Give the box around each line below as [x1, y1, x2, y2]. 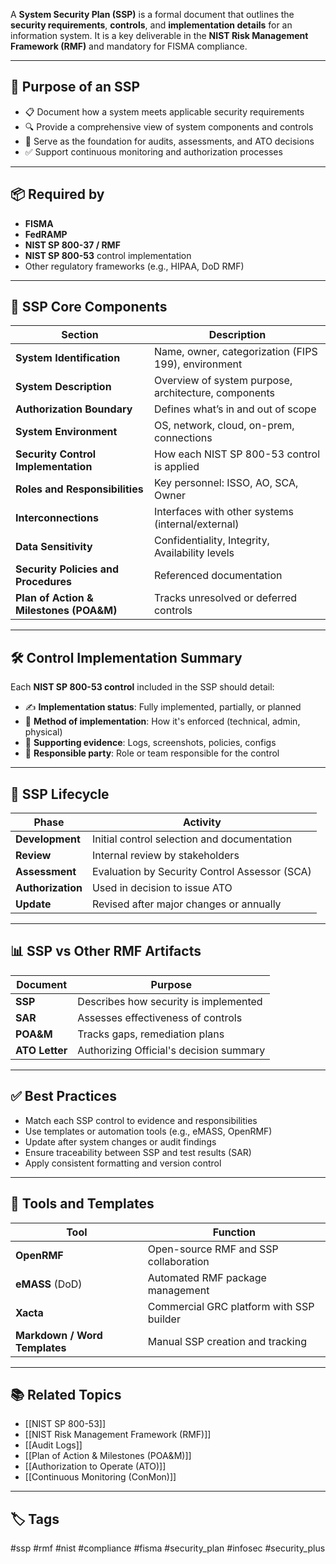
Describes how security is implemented [77, 994, 263, 1008]
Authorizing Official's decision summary [77, 1043, 266, 1057]
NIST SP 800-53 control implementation [24, 249, 192, 261]
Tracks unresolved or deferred [153, 591, 298, 605]
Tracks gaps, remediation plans [77, 1027, 225, 1041]
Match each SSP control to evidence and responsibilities [24, 1114, 258, 1126]
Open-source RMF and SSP [147, 1242, 279, 1256]
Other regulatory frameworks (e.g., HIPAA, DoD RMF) [24, 260, 245, 272]
